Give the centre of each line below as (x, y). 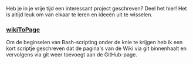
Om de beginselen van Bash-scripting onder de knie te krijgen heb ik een (94, 42)
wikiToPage (23, 30)
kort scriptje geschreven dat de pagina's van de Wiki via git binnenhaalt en (96, 48)
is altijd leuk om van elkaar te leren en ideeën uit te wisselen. (79, 15)
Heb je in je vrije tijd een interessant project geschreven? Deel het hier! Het (97, 8)
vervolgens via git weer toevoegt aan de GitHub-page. (72, 55)
